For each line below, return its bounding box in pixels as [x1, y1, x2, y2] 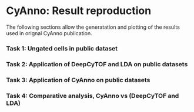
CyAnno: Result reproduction [6, 4, 152, 18]
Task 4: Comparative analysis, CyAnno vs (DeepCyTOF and [6, 91, 179, 100]
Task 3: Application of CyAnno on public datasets [6, 76, 150, 84]
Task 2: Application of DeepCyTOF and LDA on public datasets [6, 60, 188, 68]
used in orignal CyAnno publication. [6, 29, 92, 36]
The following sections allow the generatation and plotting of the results [6, 23, 180, 30]
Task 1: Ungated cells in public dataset [6, 44, 118, 52]
